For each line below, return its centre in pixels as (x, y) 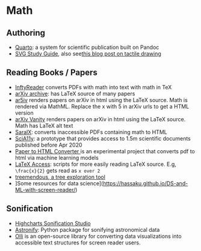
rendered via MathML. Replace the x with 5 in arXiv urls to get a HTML (102, 106)
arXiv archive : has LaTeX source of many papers (75, 94)
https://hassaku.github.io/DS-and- (146, 183)
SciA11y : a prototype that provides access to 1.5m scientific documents (103, 138)
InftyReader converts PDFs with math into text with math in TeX (93, 87)
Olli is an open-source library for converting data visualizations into (98, 236)
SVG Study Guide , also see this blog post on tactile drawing (88, 54)
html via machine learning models (57, 157)
